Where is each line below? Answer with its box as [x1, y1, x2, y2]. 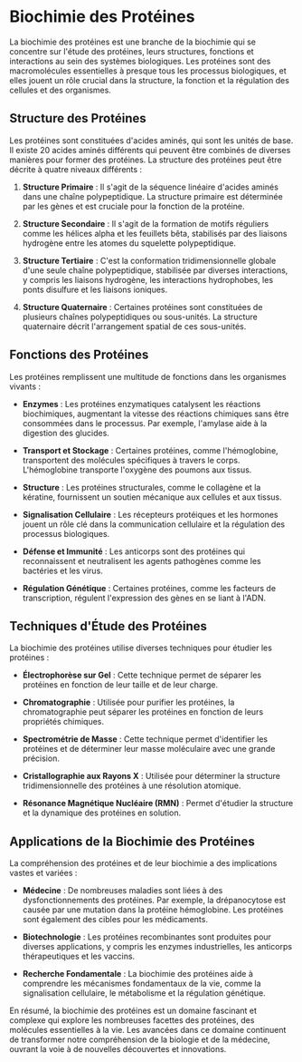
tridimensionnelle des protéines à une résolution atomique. [22, 780, 241, 791]
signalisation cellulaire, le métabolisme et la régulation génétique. [22, 988, 266, 999]
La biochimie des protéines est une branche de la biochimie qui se [9, 36, 256, 47]
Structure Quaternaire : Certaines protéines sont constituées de [22, 301, 263, 312]
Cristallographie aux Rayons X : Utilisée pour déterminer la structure [22, 771, 280, 782]
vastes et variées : [9, 868, 78, 879]
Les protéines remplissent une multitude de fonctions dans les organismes [9, 371, 287, 382]
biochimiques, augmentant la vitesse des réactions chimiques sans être [22, 408, 289, 419]
